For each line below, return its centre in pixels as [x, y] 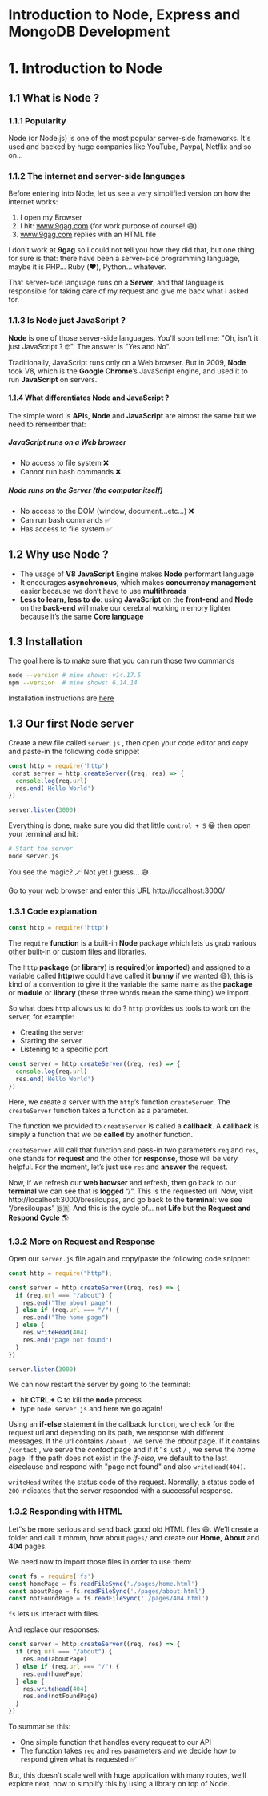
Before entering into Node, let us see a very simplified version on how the [130, 193]
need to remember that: [47, 424]
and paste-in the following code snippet [74, 751]
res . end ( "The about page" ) [68, 1303]
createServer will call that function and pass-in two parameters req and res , [133, 1150]
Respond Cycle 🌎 [39, 1217]
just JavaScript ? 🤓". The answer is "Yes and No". [90, 346]
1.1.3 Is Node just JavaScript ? [67, 321]
